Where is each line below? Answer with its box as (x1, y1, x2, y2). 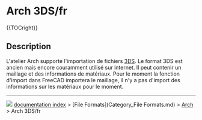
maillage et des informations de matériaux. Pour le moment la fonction (6, 70, 180, 77)
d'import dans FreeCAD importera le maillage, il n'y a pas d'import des (6, 76, 180, 83)
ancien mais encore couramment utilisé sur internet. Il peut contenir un (6, 64, 182, 71)
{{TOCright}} (6, 24, 38, 31)
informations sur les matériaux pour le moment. (6, 83, 124, 90)
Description (6, 41, 51, 52)
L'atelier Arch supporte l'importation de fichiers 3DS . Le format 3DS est (6, 57, 183, 64)
